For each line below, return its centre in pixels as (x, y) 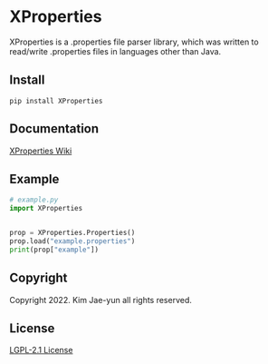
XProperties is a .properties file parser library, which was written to (134, 42)
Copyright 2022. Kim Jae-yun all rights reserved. (101, 300)
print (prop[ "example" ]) (54, 250)
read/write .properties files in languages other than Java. (115, 51)
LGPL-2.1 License (41, 350)
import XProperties (46, 209)
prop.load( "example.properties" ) (72, 241)
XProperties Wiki (41, 151)
